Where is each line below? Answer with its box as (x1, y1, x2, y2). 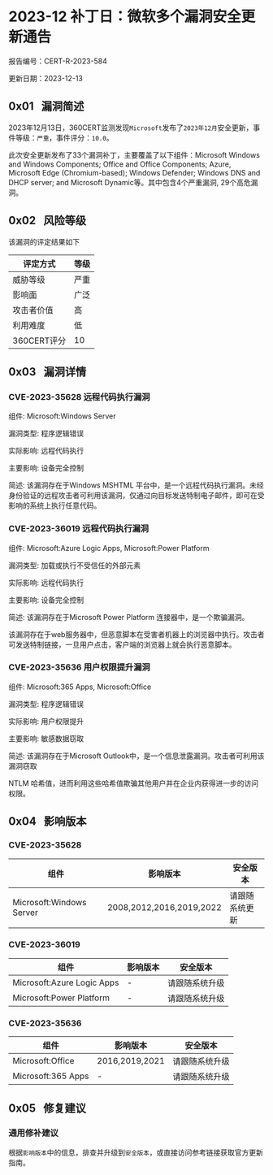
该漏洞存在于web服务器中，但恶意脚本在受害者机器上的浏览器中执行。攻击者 (8, 629, 265, 639)
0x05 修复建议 (8, 1101, 87, 1115)
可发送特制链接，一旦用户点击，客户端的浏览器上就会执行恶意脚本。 (8, 640, 236, 649)
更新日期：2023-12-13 (8, 73, 84, 83)
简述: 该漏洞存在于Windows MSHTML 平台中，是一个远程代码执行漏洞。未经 (8, 480, 264, 490)
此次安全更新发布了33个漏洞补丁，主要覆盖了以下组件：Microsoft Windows (8, 150, 260, 159)
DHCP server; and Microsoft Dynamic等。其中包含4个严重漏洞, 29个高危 (8, 177, 251, 187)
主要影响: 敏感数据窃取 (8, 733, 84, 744)
